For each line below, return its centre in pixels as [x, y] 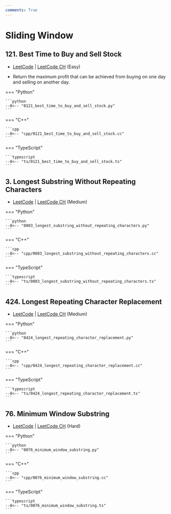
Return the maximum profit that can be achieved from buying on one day [89, 76]
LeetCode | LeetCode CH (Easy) [46, 67]
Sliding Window [39, 35]
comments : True [21, 10]
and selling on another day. [41, 82]
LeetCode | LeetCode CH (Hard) [46, 426]
